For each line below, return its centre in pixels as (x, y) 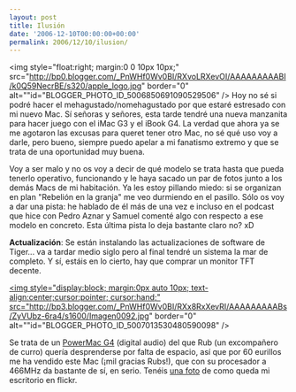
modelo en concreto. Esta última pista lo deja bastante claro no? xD (132, 226)
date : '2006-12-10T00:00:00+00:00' (75, 34)
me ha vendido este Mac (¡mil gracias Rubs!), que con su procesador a (138, 361)
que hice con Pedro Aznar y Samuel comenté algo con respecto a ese (136, 216)
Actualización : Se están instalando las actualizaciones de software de (137, 242)
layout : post (33, 17)
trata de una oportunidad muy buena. (77, 152)
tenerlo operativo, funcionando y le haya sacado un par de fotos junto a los (146, 179)
